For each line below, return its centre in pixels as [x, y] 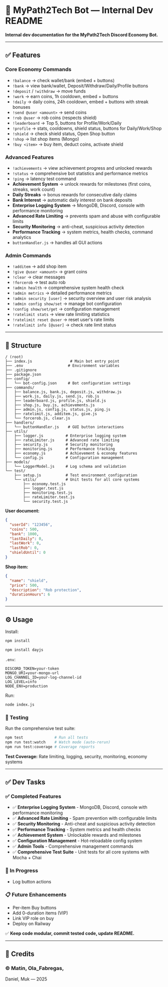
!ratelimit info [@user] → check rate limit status [64, 325]
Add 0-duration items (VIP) [40, 913]
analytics [22, 237]
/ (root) [14, 357]
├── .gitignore [21, 370]
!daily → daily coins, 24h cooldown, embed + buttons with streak [80, 102]
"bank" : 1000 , [24, 534]
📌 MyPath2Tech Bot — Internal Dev [79, 10]
